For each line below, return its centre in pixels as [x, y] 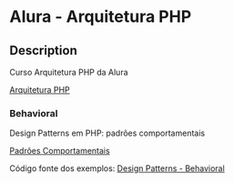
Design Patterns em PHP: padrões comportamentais [107, 133]
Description [43, 51]
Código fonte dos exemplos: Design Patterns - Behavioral [117, 168]
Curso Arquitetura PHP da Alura [69, 72]
